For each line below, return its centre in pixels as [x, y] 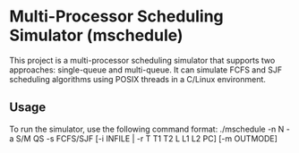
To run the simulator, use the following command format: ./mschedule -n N [147, 129]
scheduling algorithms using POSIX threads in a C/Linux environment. [138, 79]
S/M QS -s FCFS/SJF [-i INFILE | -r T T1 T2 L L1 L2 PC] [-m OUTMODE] [146, 138]
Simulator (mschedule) [96, 35]
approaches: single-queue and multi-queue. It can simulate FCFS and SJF [146, 70]
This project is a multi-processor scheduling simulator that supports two [142, 60]
